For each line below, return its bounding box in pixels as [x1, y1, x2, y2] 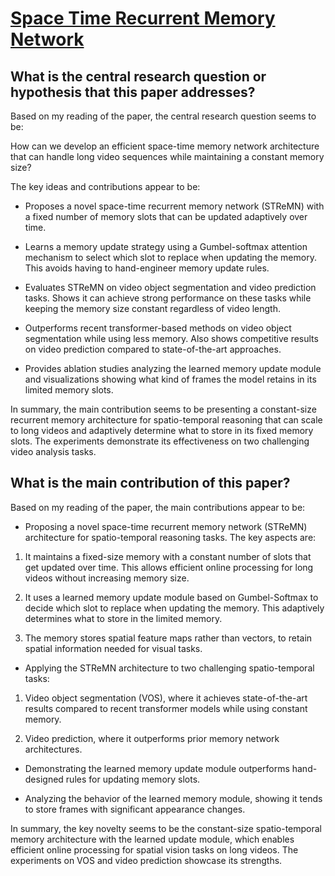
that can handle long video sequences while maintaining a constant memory [10, 151, 325, 162]
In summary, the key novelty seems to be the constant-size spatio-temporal [10, 822, 322, 834]
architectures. [24, 743, 83, 755]
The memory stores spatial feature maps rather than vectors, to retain [24, 632, 313, 644]
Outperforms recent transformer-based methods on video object [24, 322, 292, 334]
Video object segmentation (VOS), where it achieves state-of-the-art [24, 692, 308, 704]
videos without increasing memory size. [24, 572, 190, 584]
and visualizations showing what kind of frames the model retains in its [24, 373, 317, 385]
